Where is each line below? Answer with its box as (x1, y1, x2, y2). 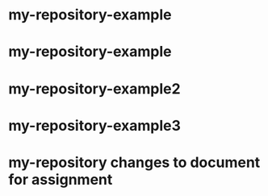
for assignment (8, 170, 113, 189)
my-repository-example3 (8, 116, 182, 135)
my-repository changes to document (8, 153, 261, 171)
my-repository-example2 (8, 79, 181, 98)
